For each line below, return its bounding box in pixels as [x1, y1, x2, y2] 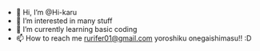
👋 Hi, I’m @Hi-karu [15, 8, 78, 17]
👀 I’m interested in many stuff [15, 16, 113, 25]
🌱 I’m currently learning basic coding [15, 25, 138, 33]
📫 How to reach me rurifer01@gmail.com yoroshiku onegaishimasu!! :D [15, 33, 252, 43]
